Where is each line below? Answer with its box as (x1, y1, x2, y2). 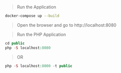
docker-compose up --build (5, 14, 60, 18)
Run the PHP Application (16, 31, 66, 37)
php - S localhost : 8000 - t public (5, 63, 73, 68)
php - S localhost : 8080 (5, 45, 51, 50)
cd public (5, 41, 25, 45)
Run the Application (16, 4, 57, 10)
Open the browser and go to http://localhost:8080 (16, 22, 117, 28)
